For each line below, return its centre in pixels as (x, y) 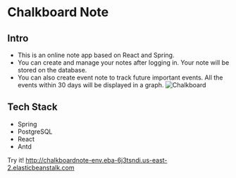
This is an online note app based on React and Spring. (96, 55)
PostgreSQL (35, 132)
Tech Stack (32, 107)
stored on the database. (52, 70)
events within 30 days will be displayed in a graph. (91, 85)
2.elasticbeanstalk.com (41, 167)
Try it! (16, 160)
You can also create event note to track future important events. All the (120, 77)
